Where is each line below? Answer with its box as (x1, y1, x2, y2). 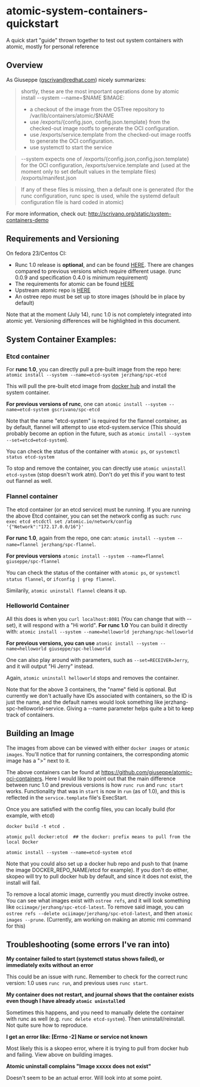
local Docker (6, 839, 39, 845)
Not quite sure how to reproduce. (6, 1022, 88, 1029)
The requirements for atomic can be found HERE (14, 280, 134, 287)
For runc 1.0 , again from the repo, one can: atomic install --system (6, 534, 175, 541)
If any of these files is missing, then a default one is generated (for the (20, 186, 194, 193)
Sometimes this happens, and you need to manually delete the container (6, 1009, 184, 1016)
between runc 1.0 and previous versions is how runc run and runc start (6, 781, 184, 789)
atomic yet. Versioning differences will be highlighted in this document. (6, 317, 181, 324)
